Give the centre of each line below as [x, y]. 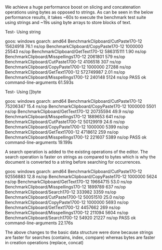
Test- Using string [23, 32]
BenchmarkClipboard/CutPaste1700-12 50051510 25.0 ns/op [65, 197]
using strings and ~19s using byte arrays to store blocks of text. [68, 22]
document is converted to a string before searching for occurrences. [73, 162]
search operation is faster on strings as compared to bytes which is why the [80, 157]
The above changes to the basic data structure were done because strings [79, 232]
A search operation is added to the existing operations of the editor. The [76, 152]
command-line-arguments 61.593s [39, 82]
